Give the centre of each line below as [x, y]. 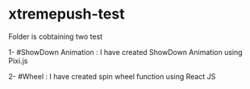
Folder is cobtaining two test [56, 36]
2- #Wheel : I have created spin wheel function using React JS [112, 76]
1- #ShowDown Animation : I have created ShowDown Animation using [126, 52]
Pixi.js [18, 61]
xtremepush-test [67, 14]
